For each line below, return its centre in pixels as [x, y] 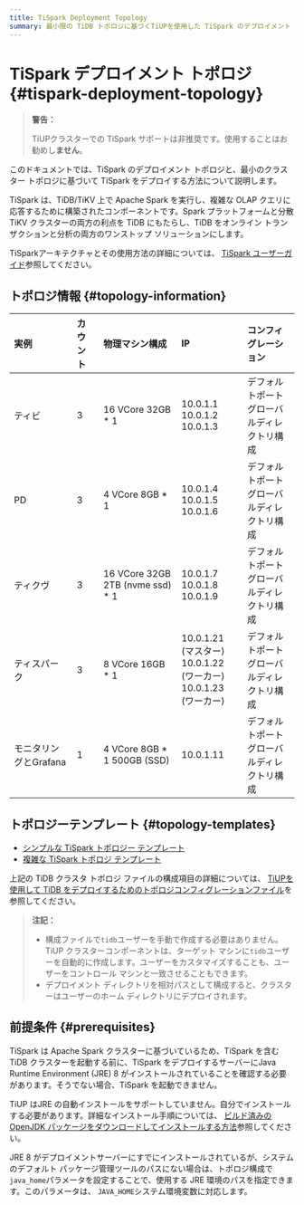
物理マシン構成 [135, 344]
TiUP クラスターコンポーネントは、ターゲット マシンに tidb [156, 951]
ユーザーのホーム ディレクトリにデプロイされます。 [157, 996]
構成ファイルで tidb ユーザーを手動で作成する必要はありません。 [164, 940]
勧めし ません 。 [59, 150]
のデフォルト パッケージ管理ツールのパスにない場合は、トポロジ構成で [141, 1168]
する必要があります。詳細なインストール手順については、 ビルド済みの [141, 1115]
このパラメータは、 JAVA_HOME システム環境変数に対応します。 [138, 1191]
